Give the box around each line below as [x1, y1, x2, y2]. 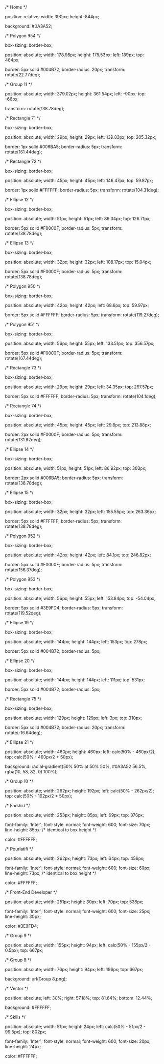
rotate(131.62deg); [5, 437, 42, 442]
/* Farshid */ [5, 803, 30, 808]
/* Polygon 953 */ [5, 577, 41, 582]
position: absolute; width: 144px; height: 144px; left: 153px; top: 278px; [5, 639, 148, 644]
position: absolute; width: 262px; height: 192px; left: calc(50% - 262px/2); [5, 788, 154, 793]
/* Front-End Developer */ [5, 889, 57, 895]
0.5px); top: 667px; [5, 947, 43, 953]
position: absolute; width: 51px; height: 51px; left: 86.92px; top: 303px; [5, 465, 147, 471]
